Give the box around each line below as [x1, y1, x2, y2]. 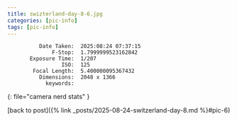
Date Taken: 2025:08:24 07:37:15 [38, 43, 141, 50]
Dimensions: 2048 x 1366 [38, 74, 116, 81]
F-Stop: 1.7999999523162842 [52, 49, 138, 57]
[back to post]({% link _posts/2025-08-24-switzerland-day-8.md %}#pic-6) [7, 106, 231, 115]
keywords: [45, 80, 75, 87]
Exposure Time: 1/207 [29, 55, 97, 62]
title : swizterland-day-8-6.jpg [7, 10, 103, 18]
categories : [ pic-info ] [7, 17, 78, 24]
